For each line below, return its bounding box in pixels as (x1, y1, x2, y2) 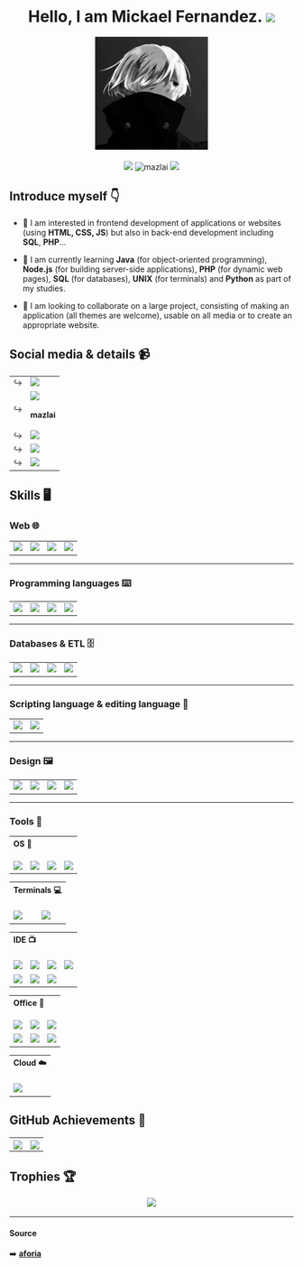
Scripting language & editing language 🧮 (9, 697, 189, 710)
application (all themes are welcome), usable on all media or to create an (22, 310, 293, 321)
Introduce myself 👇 (9, 189, 120, 204)
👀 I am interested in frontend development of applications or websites (22, 217, 281, 228)
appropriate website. (22, 319, 100, 331)
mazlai (30, 409, 56, 420)
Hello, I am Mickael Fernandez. (28, 6, 263, 27)
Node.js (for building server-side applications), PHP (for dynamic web (22, 264, 283, 275)
